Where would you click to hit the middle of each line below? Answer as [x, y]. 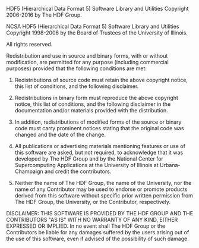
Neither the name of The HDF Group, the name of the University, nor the [103, 183]
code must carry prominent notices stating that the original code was [99, 128]
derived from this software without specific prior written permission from [104, 195]
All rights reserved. [29, 44]
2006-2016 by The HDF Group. [44, 15]
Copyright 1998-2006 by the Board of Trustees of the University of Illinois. [97, 33]
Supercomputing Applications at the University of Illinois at [86, 165]
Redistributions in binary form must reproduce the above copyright [96, 98]
